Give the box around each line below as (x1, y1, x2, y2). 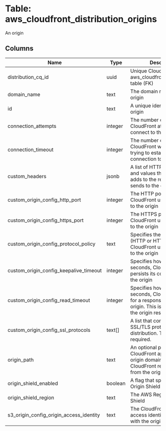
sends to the (130, 182, 160, 189)
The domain (130, 88, 158, 95)
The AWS (130, 391, 152, 398)
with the (130, 418, 149, 425)
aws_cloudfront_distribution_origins (5, 13, 157, 25)
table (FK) (130, 80, 154, 87)
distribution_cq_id (7, 73, 49, 80)
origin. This (130, 303, 157, 310)
